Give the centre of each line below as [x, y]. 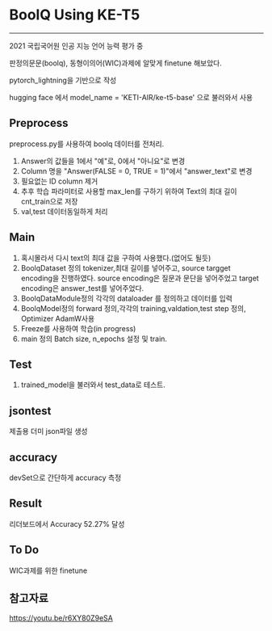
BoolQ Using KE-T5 [75, 15]
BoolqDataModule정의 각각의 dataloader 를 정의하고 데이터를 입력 [127, 298]
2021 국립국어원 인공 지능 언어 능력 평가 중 [76, 45]
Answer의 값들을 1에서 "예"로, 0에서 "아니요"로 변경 [103, 161]
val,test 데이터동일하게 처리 [64, 211]
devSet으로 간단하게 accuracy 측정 [65, 477]
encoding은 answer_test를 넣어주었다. [82, 288]
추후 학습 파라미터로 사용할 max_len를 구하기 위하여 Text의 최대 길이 [129, 191]
